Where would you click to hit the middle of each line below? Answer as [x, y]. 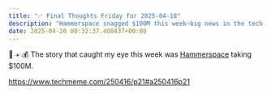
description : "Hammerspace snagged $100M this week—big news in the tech [136, 23]
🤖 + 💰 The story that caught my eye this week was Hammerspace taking [130, 54]
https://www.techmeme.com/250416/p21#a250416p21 [99, 82]
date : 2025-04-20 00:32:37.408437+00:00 [78, 31]
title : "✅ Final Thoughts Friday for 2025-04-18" [95, 16]
